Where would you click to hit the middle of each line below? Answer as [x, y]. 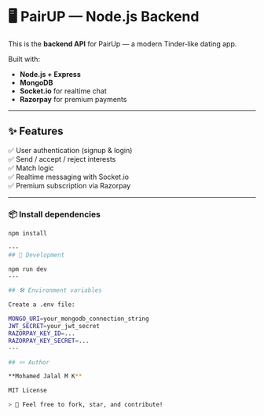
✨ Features [36, 131]
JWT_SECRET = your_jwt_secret [54, 327]
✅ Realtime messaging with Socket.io [69, 177]
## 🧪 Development [37, 255]
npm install [27, 234]
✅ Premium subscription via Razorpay [70, 185]
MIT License [27, 391]
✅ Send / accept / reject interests [62, 159]
